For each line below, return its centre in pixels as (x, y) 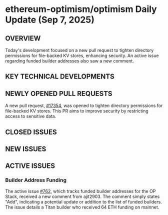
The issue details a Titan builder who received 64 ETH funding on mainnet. (82, 207)
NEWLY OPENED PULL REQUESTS (59, 93)
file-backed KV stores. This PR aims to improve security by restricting (77, 111)
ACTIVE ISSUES (30, 166)
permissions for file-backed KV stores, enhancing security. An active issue (82, 55)
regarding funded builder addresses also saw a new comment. (69, 61)
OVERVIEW (23, 38)
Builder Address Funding (36, 180)
